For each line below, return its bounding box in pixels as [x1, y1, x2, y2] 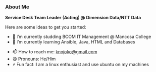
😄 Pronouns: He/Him [12, 56, 56, 62]
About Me [5, 3, 30, 10]
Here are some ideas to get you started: [5, 24, 87, 30]
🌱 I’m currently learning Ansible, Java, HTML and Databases [12, 39, 135, 45]
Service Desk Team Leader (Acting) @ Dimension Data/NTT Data [5, 15, 141, 21]
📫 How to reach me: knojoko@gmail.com [12, 49, 98, 55]
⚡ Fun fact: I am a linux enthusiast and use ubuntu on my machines [12, 62, 149, 68]
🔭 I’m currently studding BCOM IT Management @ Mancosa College [12, 34, 152, 40]
